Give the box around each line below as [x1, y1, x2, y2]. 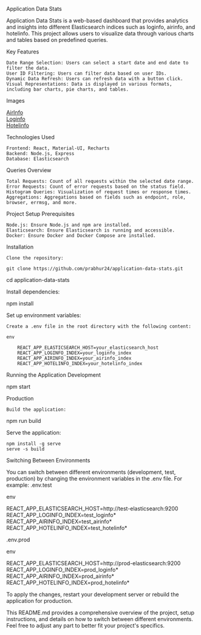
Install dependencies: [6, 288, 60, 295]
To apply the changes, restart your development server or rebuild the [6, 591, 179, 598]
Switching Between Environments [6, 457, 90, 464]
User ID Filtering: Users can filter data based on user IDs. [6, 70, 167, 77]
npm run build [6, 417, 41, 424]
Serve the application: [6, 429, 61, 436]
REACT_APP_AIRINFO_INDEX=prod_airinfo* [6, 572, 114, 580]
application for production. [6, 597, 73, 604]
